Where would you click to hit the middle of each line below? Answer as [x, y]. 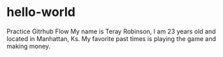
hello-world [41, 12]
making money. [29, 46]
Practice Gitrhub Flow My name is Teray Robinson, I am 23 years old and [111, 31]
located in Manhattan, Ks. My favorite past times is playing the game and [111, 38]
